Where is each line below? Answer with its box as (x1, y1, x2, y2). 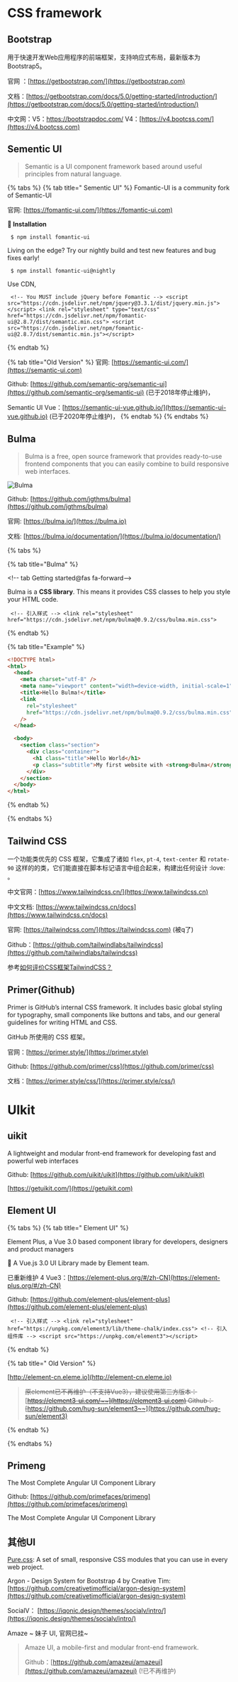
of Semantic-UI (7, 190, 52, 200)
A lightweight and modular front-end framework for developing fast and (7, 1149, 217, 1157)
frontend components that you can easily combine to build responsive (24, 460, 229, 468)
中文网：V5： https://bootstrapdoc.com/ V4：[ (7, 115, 142, 123)
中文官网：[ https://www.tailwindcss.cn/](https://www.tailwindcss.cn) (7, 887, 209, 896)
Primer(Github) (7, 984, 76, 996)
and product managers (7, 1244, 74, 1253)
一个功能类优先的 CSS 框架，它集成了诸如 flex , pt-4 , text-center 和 (7, 854, 206, 863)
